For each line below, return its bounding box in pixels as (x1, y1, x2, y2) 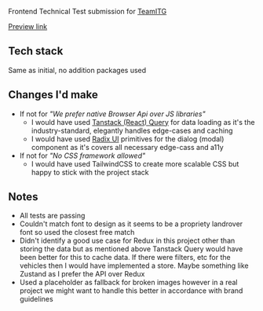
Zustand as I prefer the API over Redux (19, 269, 145, 279)
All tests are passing (19, 211, 86, 221)
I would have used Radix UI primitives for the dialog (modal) (31, 134, 225, 144)
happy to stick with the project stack (31, 167, 149, 177)
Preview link (8, 22, 48, 31)
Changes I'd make (8, 88, 98, 101)
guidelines (19, 295, 53, 304)
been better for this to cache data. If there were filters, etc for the (19, 253, 231, 262)
